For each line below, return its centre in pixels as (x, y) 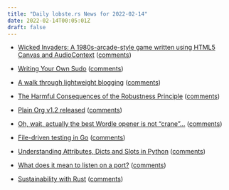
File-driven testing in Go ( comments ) (71, 138)
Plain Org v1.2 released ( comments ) (70, 110)
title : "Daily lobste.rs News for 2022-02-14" (78, 14)
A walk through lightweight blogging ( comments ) (89, 83)
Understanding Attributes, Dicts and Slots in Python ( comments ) (112, 152)
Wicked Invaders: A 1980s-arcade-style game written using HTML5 (116, 48)
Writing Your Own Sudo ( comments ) (70, 69)
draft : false (27, 27)
